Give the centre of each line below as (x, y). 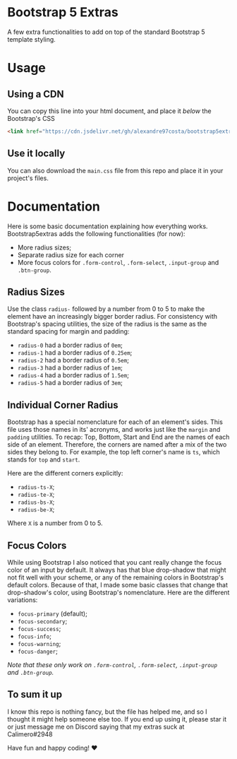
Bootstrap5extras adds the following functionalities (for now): (96, 233)
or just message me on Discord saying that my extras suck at (96, 726)
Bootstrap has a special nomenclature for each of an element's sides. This (115, 422)
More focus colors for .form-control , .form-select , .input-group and (118, 262)
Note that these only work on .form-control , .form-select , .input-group (112, 665)
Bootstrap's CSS (31, 118)
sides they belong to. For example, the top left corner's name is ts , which (114, 452)
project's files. (28, 178)
